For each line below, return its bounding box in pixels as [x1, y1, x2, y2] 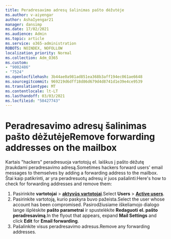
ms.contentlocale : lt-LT [5, 88, 58, 94]
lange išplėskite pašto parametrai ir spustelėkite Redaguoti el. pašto [12, 207, 158, 213]
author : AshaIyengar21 [5, 17, 54, 22]
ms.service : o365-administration [5, 41, 77, 46]
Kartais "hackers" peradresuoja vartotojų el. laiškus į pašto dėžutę [5, 159, 144, 165]
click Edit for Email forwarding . [12, 218, 79, 224]
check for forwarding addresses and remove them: [5, 181, 112, 187]
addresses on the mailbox [5, 142, 117, 154]
